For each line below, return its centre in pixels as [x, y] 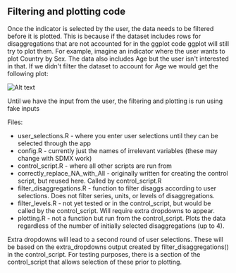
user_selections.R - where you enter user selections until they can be [118, 135]
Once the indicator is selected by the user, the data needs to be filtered [111, 28]
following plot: [28, 73]
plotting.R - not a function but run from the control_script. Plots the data [122, 218]
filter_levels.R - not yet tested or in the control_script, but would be [114, 203]
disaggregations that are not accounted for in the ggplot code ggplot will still [118, 43]
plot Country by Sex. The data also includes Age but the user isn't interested [118, 59]
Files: [15, 122]
